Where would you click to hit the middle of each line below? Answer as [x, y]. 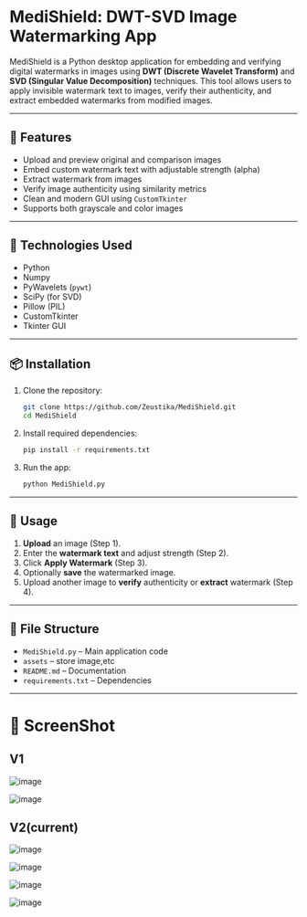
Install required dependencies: [80, 433]
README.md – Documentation [74, 670]
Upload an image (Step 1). [72, 543]
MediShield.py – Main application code [95, 651]
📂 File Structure [54, 629]
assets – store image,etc [69, 660]
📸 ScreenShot [63, 726]
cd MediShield [49, 416]
